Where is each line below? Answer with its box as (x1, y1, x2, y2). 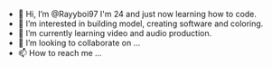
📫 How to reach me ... (17, 48, 102, 58)
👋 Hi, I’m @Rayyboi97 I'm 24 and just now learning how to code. (17, 9, 258, 19)
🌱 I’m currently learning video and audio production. (17, 28, 212, 38)
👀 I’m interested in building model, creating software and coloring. (17, 18, 264, 29)
